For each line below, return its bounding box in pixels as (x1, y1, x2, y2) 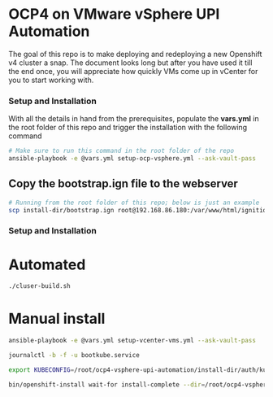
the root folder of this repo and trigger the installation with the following (8, 123, 248, 133)
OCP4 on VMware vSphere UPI (8, 5, 220, 24)
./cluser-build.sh (8, 282, 71, 290)
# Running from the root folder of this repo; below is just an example (8, 198, 260, 207)
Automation (8, 22, 90, 41)
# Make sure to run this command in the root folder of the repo (8, 147, 234, 155)
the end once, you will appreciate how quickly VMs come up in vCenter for (8, 66, 258, 76)
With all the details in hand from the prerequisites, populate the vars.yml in (8, 114, 259, 124)
